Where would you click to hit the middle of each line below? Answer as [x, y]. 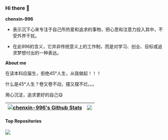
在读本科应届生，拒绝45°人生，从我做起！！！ [53, 73]
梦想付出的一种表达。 [39, 53]
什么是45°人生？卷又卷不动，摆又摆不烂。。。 [51, 84]
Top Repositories [23, 121]
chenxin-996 [19, 19]
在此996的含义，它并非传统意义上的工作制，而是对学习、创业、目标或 [85, 46]
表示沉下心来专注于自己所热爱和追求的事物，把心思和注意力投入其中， [86, 29]
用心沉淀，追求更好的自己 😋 [34, 95]
